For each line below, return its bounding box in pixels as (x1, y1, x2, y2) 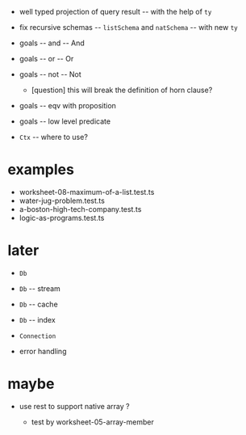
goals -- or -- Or (19, 54, 74, 63)
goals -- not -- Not (19, 70, 81, 79)
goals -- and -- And (19, 38, 85, 48)
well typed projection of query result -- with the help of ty (19, 7, 212, 16)
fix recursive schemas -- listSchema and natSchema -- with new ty (19, 23, 239, 32)
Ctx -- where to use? (19, 133, 88, 141)
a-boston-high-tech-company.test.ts (19, 204, 142, 213)
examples (7, 161, 74, 179)
